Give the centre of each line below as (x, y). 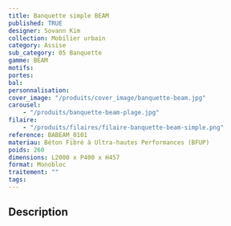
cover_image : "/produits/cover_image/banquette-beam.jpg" (107, 98)
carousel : (25, 105)
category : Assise (37, 46)
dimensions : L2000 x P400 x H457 (64, 157)
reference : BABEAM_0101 (48, 135)
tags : (17, 180)
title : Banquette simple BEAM (59, 16)
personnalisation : (39, 90)
